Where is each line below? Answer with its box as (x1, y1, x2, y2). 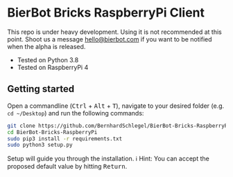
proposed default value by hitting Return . (7, 162, 128, 171)
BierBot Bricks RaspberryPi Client (7, 5, 205, 21)
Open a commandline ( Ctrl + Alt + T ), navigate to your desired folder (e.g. (7, 102, 225, 110)
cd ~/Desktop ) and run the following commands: (7, 109, 144, 117)
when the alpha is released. (7, 42, 86, 50)
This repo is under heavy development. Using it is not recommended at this (7, 28, 222, 36)
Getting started (7, 83, 75, 95)
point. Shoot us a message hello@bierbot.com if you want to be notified (7, 35, 213, 43)
